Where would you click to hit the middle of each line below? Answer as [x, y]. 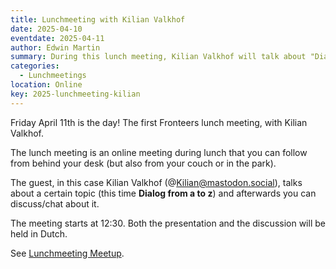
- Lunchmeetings [53, 76]
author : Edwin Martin [55, 47]
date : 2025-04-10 [46, 29]
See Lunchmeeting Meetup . [67, 253]
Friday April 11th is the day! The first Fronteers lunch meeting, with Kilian [159, 122]
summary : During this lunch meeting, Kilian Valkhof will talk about [158, 57]
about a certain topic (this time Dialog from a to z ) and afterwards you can [163, 193]
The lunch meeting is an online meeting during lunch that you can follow [159, 152]
